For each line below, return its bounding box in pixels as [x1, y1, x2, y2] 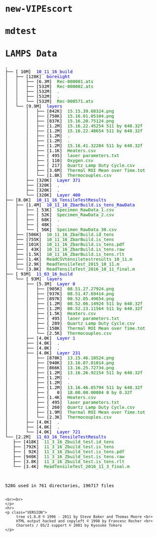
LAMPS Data [5, 48, 58, 59]
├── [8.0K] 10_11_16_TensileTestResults [5, 197, 107, 203]
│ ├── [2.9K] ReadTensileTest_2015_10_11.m [5, 262, 120, 267]
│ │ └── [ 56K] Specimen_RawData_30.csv [5, 227, 117, 232]
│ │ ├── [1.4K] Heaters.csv [5, 395, 96, 400]
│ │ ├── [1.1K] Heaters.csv [5, 148, 96, 153]
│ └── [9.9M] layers [5, 104, 63, 109]
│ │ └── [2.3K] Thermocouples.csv [5, 415, 112, 420]
